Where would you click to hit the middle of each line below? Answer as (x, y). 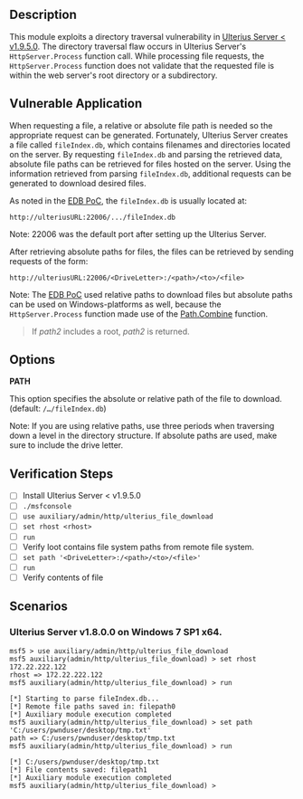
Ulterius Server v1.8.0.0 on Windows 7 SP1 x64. (116, 633)
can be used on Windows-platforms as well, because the (115, 304)
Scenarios (38, 607)
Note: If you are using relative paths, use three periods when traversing (142, 426)
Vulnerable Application (76, 104)
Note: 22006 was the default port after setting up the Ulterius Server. (138, 233)
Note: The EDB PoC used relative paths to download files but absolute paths (151, 294)
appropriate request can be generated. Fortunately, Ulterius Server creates (149, 135)
